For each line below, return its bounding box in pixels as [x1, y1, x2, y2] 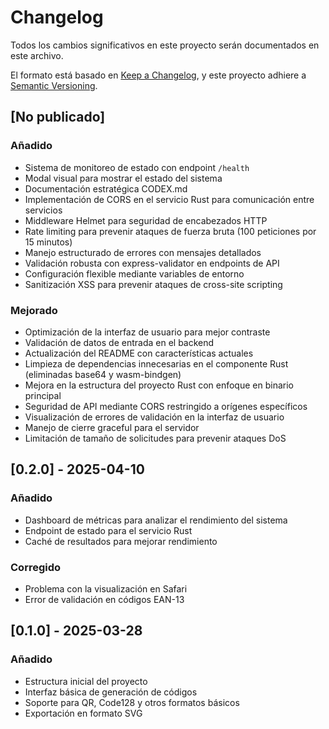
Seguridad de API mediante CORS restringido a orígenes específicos [24, 400, 308, 412]
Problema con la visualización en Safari [24, 582, 188, 595]
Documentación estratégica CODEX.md [24, 182, 188, 195]
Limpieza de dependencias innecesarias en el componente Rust [24, 357, 289, 370]
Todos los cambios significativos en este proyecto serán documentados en [10, 39, 320, 51]
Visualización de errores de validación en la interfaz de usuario [24, 411, 285, 423]
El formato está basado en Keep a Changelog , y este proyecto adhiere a [10, 69, 307, 81]
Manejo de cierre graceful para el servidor [24, 421, 200, 433]
